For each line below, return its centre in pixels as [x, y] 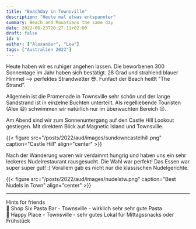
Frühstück [18, 221]
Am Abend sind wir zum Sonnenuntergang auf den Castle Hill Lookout [90, 120]
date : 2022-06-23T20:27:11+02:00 [47, 28]
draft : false [22, 33]
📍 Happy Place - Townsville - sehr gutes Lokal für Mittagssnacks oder [90, 214]
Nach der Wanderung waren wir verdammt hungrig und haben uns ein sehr [96, 155]
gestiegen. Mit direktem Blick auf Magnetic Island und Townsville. [85, 126]
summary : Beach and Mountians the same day [60, 22]
